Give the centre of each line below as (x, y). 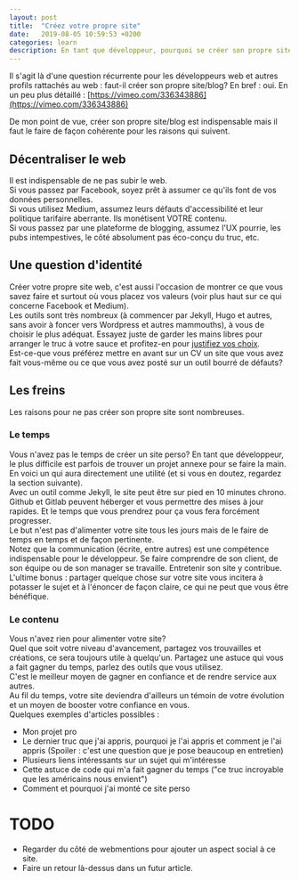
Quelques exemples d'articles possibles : (85, 714)
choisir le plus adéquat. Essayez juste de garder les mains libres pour (136, 334)
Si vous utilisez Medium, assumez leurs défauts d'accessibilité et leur (137, 208)
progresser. (30, 520)
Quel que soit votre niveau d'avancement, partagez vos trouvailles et (135, 648)
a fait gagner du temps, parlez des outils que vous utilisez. (116, 667)
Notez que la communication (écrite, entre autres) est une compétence (139, 549)
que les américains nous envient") (85, 779)
